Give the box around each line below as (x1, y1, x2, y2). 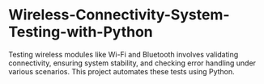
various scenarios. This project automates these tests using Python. (8, 66, 235, 76)
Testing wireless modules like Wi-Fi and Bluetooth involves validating (8, 49, 239, 59)
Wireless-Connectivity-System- (8, 6, 230, 24)
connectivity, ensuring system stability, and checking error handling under (8, 58, 257, 68)
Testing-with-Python (8, 23, 154, 41)
